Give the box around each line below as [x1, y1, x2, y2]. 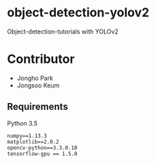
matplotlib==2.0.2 [7, 138, 59, 145]
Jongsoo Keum [16, 81, 60, 90]
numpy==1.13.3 [7, 132, 48, 139]
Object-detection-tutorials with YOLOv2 [7, 27, 119, 36]
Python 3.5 [7, 119, 37, 127]
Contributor [7, 51, 75, 67]
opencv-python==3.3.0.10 [7, 144, 78, 151]
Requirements [7, 101, 68, 113]
